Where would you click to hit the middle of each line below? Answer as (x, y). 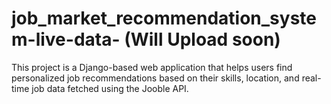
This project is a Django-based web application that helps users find (152, 67)
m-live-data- (66, 39)
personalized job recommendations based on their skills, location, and (155, 78)
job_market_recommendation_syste (164, 18)
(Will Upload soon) (202, 39)
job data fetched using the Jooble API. (110, 88)
